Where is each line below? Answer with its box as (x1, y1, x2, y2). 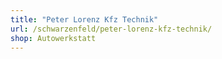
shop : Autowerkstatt (10, 33, 97, 43)
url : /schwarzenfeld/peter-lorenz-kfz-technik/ (10, 24, 213, 34)
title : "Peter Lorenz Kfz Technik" (10, 14, 159, 25)
